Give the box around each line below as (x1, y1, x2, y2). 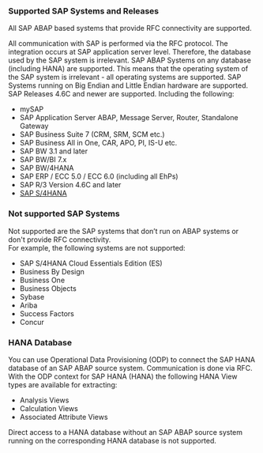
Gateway (19, 121, 49, 131)
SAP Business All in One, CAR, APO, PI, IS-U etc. (19, 138, 178, 148)
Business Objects (19, 283, 77, 293)
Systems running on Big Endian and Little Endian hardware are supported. (8, 81, 249, 90)
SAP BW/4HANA (19, 164, 74, 173)
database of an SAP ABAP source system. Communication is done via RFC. (8, 363, 253, 372)
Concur (19, 317, 45, 327)
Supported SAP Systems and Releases (8, 6, 160, 17)
